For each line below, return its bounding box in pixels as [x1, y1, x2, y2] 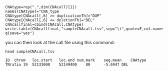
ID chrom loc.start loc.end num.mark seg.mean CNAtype [5, 58, 146, 63]
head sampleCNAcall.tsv [5, 49, 55, 54]
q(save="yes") [5, 31, 35, 36]
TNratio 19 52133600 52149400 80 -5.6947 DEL [5, 62, 128, 67]
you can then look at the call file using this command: [5, 40, 115, 45]
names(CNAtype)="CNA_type [5, 9, 59, 14]
